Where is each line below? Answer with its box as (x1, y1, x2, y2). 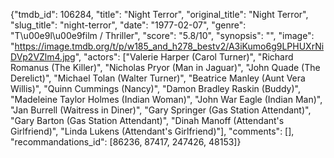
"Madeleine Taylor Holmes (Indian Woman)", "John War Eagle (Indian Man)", (10, 94, 323, 105)
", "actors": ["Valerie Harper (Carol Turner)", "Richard (74, 51, 294, 63)
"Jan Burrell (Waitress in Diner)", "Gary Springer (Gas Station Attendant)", (10, 104, 312, 116)
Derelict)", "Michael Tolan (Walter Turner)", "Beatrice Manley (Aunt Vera (10, 72, 306, 84)
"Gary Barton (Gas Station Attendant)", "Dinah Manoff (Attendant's (10, 115, 285, 126)
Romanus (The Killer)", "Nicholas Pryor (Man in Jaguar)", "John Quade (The (10, 62, 321, 73)
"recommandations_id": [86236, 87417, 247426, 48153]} (10, 136, 242, 148)
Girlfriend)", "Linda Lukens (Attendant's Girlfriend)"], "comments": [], (10, 125, 295, 137)
